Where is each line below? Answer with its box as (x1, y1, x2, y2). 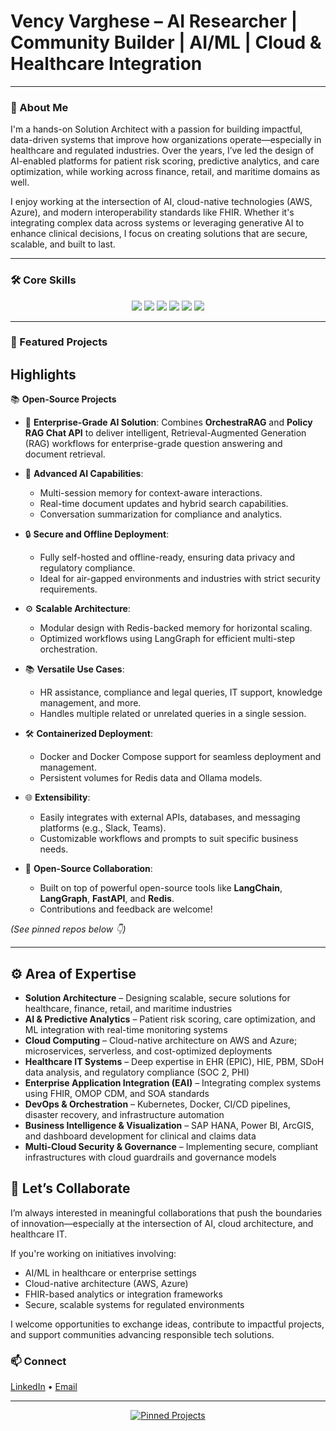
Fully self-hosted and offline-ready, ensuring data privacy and (39, 551, 296, 564)
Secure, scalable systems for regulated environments (24, 1298, 245, 1310)
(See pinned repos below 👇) (10, 923, 127, 935)
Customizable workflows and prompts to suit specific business (39, 833, 299, 845)
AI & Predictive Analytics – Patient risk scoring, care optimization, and (24, 1013, 316, 1025)
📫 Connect (10, 1354, 67, 1368)
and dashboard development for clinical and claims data (24, 1130, 257, 1142)
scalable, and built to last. (10, 238, 116, 250)
